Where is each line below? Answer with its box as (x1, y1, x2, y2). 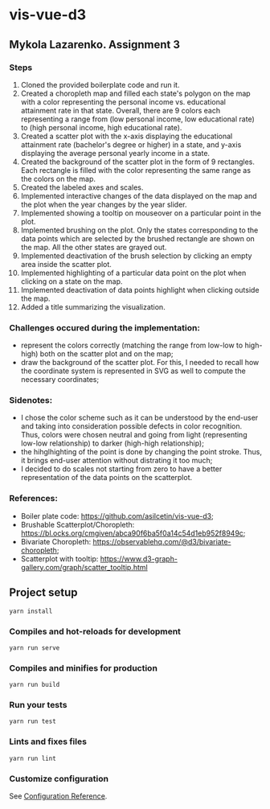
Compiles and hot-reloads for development (9, 626, 182, 637)
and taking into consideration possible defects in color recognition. (20, 421, 243, 431)
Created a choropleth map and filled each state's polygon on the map (20, 88, 252, 98)
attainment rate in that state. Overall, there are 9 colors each (20, 105, 220, 115)
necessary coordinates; (20, 375, 100, 384)
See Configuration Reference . (9, 791, 108, 801)
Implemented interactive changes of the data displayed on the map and (20, 191, 257, 200)
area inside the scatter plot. (20, 259, 112, 269)
